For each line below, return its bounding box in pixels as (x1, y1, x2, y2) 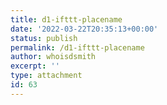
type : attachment (10, 71, 83, 81)
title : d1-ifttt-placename (10, 14, 123, 25)
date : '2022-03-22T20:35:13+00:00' (10, 24, 159, 34)
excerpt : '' (10, 61, 60, 71)
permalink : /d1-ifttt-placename (10, 42, 145, 53)
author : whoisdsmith (10, 52, 97, 62)
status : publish (10, 33, 78, 43)
